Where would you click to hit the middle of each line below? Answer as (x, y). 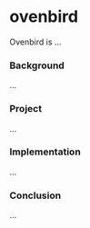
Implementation (45, 152)
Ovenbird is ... (35, 42)
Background (37, 65)
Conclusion (35, 195)
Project (26, 109)
